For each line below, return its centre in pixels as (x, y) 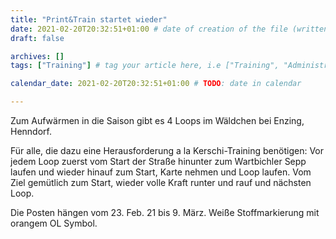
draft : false (37, 38)
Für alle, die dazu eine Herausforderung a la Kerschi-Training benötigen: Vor (167, 150)
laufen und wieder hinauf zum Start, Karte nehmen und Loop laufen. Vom (161, 172)
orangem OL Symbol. (54, 223)
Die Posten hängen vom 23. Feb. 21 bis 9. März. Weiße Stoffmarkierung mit (165, 212)
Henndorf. (31, 131)
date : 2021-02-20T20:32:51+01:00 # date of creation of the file (149, 29)
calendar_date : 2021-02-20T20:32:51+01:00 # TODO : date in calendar (156, 84)
